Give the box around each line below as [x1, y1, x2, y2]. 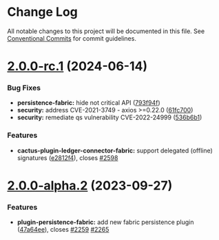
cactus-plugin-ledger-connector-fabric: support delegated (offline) [17, 146, 213, 154]
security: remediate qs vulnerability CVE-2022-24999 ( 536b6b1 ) [17, 113, 202, 121]
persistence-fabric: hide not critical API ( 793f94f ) [17, 99, 160, 107]
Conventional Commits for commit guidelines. [7, 34, 136, 42]
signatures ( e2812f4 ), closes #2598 [17, 153, 118, 162]
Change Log [7, 4, 78, 20]
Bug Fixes [7, 83, 41, 93]
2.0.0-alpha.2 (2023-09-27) [7, 177, 173, 193]
